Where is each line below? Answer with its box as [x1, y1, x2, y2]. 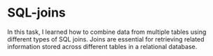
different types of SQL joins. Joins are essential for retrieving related [7, 35, 205, 43]
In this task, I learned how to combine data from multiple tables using [7, 28, 207, 36]
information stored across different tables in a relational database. [7, 42, 198, 50]
